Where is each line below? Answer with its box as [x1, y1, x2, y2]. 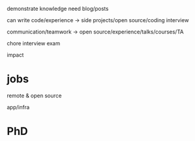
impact [7, 51, 24, 59]
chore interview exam [7, 40, 61, 47]
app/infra [7, 103, 30, 111]
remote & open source [7, 92, 62, 99]
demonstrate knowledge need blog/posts [7, 5, 109, 12]
